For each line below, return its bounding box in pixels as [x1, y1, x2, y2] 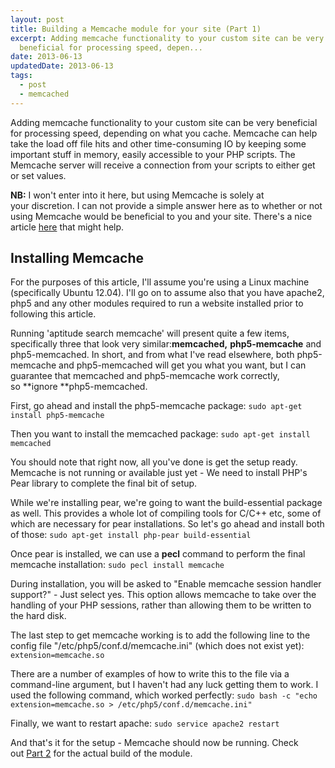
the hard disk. [10, 610, 67, 622]
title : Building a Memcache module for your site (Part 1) [10, 24, 262, 34]
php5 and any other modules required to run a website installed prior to [10, 297, 304, 310]
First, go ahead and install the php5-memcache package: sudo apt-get [10, 400, 303, 412]
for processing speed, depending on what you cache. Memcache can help [10, 127, 318, 139]
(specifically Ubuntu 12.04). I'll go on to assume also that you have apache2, [10, 287, 325, 299]
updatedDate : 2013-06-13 [10, 61, 114, 71]
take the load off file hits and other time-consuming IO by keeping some [10, 137, 307, 150]
